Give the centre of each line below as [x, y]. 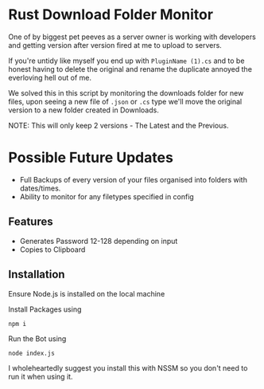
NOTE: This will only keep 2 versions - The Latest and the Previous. [118, 125]
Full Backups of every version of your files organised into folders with [134, 179]
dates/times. [40, 188]
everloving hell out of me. [50, 77]
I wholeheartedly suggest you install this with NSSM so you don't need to [128, 367]
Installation [37, 275]
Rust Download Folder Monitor [111, 15]
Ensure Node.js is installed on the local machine [87, 293]
